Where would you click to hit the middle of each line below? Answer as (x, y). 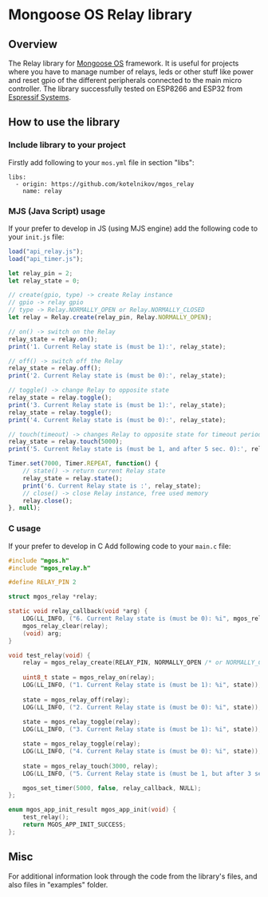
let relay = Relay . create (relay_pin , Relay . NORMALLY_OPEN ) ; (110, 318)
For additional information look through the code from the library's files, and (133, 876)
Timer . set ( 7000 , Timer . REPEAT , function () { (83, 464)
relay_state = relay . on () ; (53, 339)
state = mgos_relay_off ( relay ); (76, 700)
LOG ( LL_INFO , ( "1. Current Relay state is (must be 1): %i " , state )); (142, 685)
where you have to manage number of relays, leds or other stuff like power (131, 72)
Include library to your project (67, 145)
